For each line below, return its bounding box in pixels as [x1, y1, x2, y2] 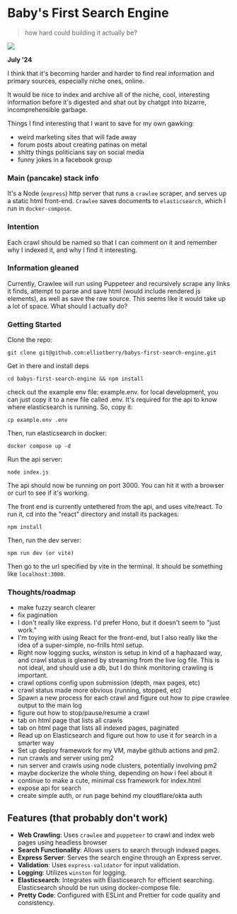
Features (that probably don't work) [7, 812, 168, 824]
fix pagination [17, 611, 58, 619]
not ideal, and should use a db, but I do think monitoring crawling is [17, 663, 214, 672]
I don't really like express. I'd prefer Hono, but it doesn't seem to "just [17, 618, 221, 627]
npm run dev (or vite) [7, 550, 74, 557]
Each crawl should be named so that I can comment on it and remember [7, 238, 218, 246]
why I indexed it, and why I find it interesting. [7, 246, 138, 254]
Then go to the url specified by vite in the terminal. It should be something [7, 562, 223, 571]
